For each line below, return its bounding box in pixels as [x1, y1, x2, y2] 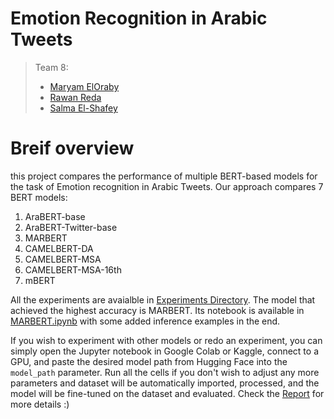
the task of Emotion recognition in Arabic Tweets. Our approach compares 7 [10, 180, 324, 192]
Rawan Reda [49, 91, 102, 103]
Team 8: [34, 61, 69, 73]
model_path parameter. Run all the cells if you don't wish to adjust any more [10, 366, 320, 378]
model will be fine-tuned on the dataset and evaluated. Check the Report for [10, 387, 325, 399]
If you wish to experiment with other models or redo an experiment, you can [10, 334, 323, 346]
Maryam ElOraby [49, 80, 120, 92]
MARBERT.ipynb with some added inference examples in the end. [10, 315, 281, 327]
